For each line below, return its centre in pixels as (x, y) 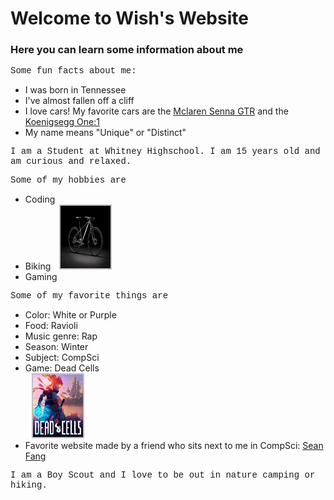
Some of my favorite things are (89, 296)
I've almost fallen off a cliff (79, 101)
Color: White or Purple (70, 315)
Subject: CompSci (62, 358)
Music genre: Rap (61, 336)
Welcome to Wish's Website (129, 18)
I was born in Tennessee (75, 90)
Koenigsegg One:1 (62, 122)
